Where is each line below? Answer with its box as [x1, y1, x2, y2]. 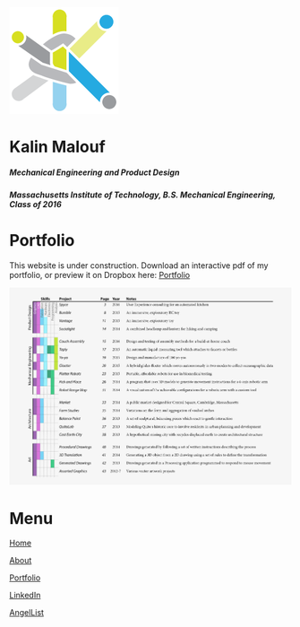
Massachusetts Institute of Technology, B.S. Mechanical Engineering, [9, 189, 276, 200]
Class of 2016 [9, 199, 62, 210]
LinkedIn [9, 590, 41, 601]
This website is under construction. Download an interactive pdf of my [9, 260, 269, 271]
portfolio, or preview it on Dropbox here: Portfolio [9, 270, 191, 281]
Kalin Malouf [9, 137, 106, 157]
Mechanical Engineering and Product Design [9, 167, 180, 178]
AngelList [9, 607, 45, 618]
